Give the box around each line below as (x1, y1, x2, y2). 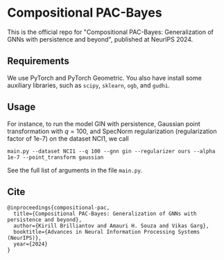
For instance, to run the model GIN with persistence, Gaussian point (7, 119, 201, 128)
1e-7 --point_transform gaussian (7, 154, 104, 161)
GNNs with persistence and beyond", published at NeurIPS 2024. (7, 35, 193, 43)
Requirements (7, 55, 69, 67)
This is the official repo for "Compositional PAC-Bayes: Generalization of (7, 28, 214, 36)
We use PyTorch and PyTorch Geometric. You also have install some (7, 73, 203, 82)
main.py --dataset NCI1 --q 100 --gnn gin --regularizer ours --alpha (7, 148, 216, 155)
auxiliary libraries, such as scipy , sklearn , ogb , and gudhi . (7, 81, 170, 89)
